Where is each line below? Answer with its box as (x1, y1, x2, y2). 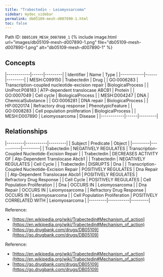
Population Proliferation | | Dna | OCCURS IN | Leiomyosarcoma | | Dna (5, 182, 147, 188)
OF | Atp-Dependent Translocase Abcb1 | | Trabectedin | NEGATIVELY (5, 156, 145, 162)
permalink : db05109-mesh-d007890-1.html (5, 16, 89, 21)
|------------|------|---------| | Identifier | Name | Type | (5, 72, 118, 78)
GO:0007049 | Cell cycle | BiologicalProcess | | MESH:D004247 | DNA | (5, 92, 149, 98)
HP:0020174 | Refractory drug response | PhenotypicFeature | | (5, 103, 133, 109)
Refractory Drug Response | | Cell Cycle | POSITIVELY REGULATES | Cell (5, 176, 151, 182)
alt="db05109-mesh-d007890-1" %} (39, 44, 113, 50)
